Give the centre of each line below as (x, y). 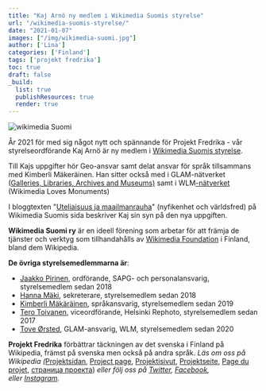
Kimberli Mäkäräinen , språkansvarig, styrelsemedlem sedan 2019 (127, 304)
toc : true (25, 68)
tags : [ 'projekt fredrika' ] (55, 60)
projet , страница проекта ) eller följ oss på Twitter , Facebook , (109, 370)
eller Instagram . (34, 378)
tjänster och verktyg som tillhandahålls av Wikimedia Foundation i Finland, (129, 239)
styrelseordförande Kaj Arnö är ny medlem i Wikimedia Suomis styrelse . (126, 151)
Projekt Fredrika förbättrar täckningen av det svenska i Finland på (116, 345)
